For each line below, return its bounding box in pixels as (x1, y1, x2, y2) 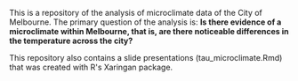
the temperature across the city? (9, 35, 133, 46)
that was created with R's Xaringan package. (9, 62, 173, 72)
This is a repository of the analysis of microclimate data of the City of (9, 8, 262, 18)
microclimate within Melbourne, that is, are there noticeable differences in (9, 26, 289, 36)
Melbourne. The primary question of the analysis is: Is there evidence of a (9, 17, 282, 27)
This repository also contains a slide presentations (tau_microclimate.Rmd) (9, 53, 283, 63)
